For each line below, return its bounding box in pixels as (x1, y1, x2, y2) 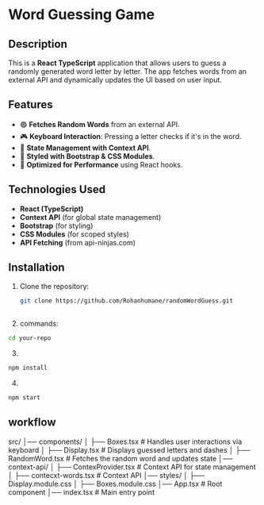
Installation (8, 260, 65, 275)
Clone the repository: (19, 282, 90, 291)
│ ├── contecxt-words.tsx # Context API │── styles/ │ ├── (8, 470, 205, 480)
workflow (8, 415, 56, 430)
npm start (8, 393, 41, 402)
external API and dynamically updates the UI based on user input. (8, 75, 222, 84)
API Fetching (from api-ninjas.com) (19, 237, 136, 247)
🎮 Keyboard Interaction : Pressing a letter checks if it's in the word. (19, 131, 242, 141)
